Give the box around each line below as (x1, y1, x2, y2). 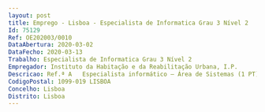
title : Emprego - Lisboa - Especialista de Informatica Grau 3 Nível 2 (8, 19, 248, 27)
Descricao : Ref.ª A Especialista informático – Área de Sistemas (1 (8, 70, 245, 78)
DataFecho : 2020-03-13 (8, 48, 83, 56)
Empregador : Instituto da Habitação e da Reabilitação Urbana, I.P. (8, 63, 238, 71)
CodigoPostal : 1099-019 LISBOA (8, 77, 111, 85)
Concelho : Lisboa (8, 84, 65, 93)
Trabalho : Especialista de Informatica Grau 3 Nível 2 (8, 56, 192, 64)
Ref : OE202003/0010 (8, 33, 73, 42)
